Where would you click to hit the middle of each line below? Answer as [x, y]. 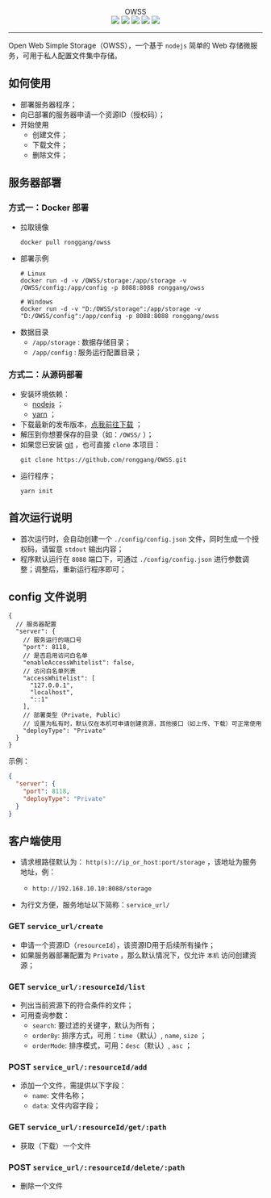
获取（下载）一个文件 [55, 1146]
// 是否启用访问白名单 [56, 656]
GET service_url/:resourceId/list [77, 986]
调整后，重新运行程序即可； [80, 569]
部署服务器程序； [48, 104]
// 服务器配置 [36, 625]
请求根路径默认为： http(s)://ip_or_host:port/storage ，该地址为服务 [138, 862]
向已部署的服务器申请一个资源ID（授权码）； [92, 114]
